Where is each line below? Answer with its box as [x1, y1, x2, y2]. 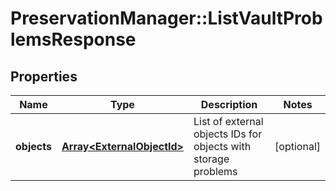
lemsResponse [10, 28, 137, 51]
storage [193, 152, 230, 166]
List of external [193, 115, 264, 128]
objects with [193, 140, 252, 153]
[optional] [274, 140, 321, 153]
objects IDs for [193, 127, 263, 141]
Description [200, 98, 258, 111]
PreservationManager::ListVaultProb [10, 7, 323, 30]
